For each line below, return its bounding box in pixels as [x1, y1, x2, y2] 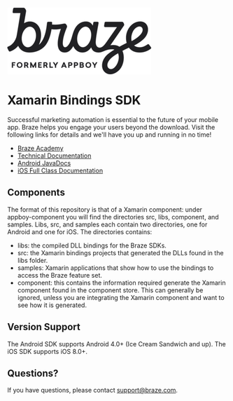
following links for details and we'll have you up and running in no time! [7, 130, 212, 139]
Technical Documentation [17, 151, 92, 160]
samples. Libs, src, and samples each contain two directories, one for [7, 220, 208, 229]
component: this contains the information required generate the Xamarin [17, 278, 226, 287]
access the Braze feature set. [17, 271, 103, 279]
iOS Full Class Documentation [17, 166, 104, 175]
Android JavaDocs [17, 158, 71, 167]
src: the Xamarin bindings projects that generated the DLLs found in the [17, 248, 224, 257]
